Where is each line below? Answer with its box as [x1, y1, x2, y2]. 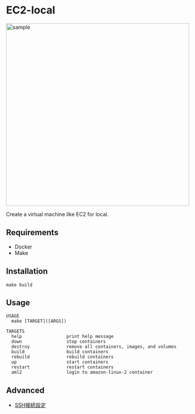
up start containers [11, 359, 109, 365]
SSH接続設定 [14, 402, 46, 409]
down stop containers [11, 339, 107, 345]
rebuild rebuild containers [11, 354, 114, 360]
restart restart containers [11, 364, 114, 370]
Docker [14, 243, 33, 250]
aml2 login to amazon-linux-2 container [11, 370, 153, 375]
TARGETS [6, 329, 25, 334]
